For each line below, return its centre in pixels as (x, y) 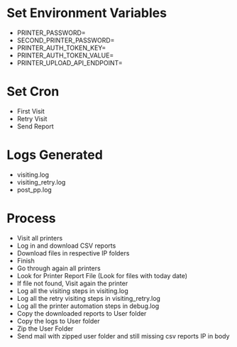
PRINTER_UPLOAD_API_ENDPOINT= (70, 62)
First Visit (31, 111)
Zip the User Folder (45, 329)
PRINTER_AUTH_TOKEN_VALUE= (65, 55)
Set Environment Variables (87, 13)
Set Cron (33, 92)
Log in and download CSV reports (66, 246)
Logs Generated (55, 155)
